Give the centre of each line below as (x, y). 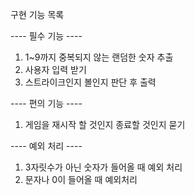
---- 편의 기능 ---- (46, 103)
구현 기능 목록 (37, 14)
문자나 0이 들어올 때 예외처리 (81, 179)
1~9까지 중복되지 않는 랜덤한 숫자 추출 (99, 57)
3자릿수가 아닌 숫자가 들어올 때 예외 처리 (103, 167)
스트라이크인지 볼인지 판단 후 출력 (90, 82)
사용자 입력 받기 (55, 69)
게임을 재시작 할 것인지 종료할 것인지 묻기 (105, 124)
